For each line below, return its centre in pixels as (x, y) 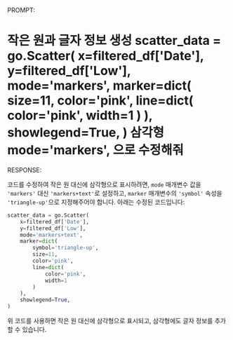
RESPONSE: (25, 170)
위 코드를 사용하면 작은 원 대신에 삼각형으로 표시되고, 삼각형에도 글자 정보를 (110, 321)
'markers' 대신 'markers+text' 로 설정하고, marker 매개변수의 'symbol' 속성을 (115, 193)
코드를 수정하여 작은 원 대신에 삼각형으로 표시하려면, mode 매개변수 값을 (104, 184)
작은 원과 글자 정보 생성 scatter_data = (114, 41)
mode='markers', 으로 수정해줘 (95, 150)
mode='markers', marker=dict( (99, 86)
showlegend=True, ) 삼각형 (86, 133)
